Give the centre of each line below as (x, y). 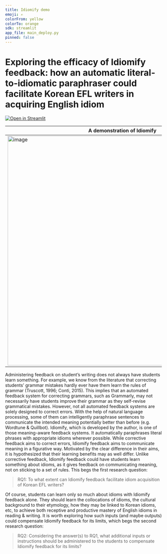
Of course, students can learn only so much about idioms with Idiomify (78, 494)
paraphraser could (98, 83)
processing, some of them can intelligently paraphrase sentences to (75, 417)
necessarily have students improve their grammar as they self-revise (75, 401)
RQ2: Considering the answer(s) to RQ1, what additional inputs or (84, 536)
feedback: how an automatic (65, 73)
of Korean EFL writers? (41, 485)
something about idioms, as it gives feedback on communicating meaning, (81, 464)
